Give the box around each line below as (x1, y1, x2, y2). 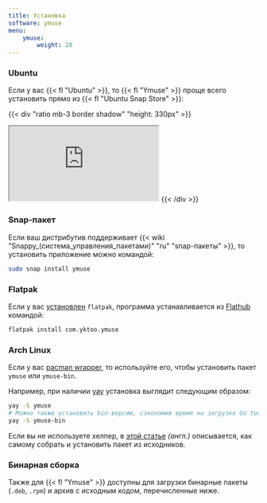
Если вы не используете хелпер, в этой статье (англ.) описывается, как (8, 431, 253, 440)
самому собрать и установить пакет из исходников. (8, 439, 186, 449)
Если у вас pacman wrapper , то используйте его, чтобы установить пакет (8, 363, 257, 372)
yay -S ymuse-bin (8, 416, 66, 424)
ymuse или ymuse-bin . (8, 371, 77, 380)
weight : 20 (37, 41, 73, 49)
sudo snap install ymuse (8, 264, 91, 273)
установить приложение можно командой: (8, 249, 154, 259)
